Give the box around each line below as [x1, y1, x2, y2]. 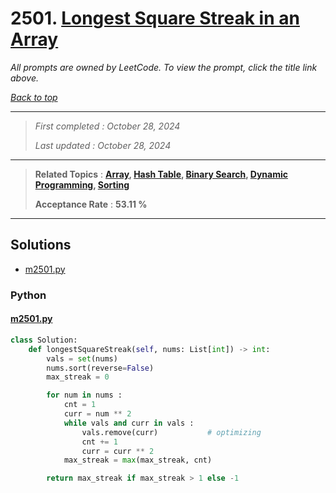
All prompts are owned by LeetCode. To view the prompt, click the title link [10, 61, 318, 73]
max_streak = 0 [46, 372, 110, 382]
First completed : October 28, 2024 [34, 120, 181, 132]
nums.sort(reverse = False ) [46, 363, 155, 373]
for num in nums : [46, 390, 123, 401]
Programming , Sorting [34, 178, 130, 191]
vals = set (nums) [46, 353, 118, 364]
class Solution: [10, 335, 78, 345]
